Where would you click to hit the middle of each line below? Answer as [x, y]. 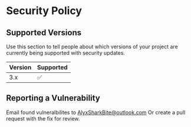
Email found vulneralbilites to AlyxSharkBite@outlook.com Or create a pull [96, 112]
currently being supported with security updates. [66, 53]
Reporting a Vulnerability [53, 98]
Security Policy [44, 11]
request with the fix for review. [43, 118]
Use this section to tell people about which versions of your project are [92, 46]
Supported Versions [44, 33]
